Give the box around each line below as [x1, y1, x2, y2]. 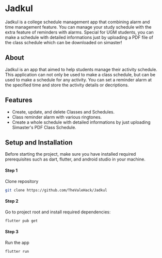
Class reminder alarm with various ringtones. [12, 114, 102, 120]
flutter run [5, 249, 29, 254]
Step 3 [5, 229, 18, 235]
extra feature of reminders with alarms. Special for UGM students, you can [5, 29, 154, 35]
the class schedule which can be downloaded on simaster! [5, 39, 122, 45]
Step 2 [5, 198, 18, 204]
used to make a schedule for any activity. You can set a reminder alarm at [5, 77, 152, 82]
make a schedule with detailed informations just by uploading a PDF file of [5, 34, 154, 40]
